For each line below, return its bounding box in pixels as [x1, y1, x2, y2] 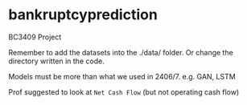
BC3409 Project [8, 32, 62, 42]
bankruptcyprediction [8, 6, 158, 24]
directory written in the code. [8, 56, 105, 66]
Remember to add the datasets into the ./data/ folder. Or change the [8, 47, 233, 57]
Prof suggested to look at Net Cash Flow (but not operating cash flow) [8, 87, 240, 97]
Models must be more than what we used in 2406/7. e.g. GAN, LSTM [8, 71, 236, 81]
